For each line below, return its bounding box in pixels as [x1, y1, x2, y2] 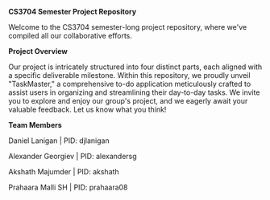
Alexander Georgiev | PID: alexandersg [8, 152, 137, 161]
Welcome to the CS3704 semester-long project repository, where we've [8, 22, 247, 31]
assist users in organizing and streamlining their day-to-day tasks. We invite [8, 88, 260, 97]
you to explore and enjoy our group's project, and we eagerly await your [8, 96, 248, 105]
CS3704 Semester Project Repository [8, 7, 137, 16]
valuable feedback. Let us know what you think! [8, 104, 167, 114]
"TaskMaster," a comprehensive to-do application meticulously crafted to [8, 80, 251, 88]
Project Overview [8, 47, 69, 55]
